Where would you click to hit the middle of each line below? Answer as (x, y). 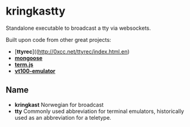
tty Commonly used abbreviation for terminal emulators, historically (99, 111)
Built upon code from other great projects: (58, 39)
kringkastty (36, 11)
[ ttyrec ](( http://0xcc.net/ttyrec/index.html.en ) (72, 51)
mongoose (29, 58)
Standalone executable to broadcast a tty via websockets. (79, 28)
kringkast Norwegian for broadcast (59, 105)
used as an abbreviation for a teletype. (63, 117)
